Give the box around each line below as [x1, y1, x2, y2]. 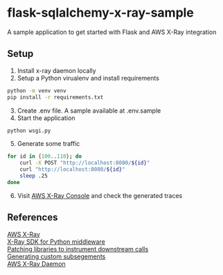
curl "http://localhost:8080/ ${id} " [19, 166, 126, 173]
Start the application [17, 113, 75, 122]
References [7, 212, 58, 224]
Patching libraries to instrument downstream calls [7, 244, 149, 253]
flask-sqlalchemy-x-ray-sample [7, 5, 194, 21]
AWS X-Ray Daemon [7, 259, 66, 268]
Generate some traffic [17, 140, 80, 148]
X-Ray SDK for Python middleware [7, 237, 105, 246]
